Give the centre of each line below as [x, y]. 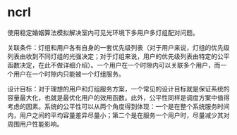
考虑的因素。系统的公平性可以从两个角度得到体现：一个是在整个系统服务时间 [119, 106]
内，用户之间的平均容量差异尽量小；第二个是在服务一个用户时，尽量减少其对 [119, 115]
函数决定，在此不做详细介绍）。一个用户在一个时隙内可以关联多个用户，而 [114, 65]
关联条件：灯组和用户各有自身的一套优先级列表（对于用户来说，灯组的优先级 [119, 47]
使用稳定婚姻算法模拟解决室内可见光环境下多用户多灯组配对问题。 [103, 32]
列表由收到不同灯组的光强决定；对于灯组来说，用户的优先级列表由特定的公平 [119, 56]
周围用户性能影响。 [35, 124]
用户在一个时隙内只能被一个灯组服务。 [69, 74]
